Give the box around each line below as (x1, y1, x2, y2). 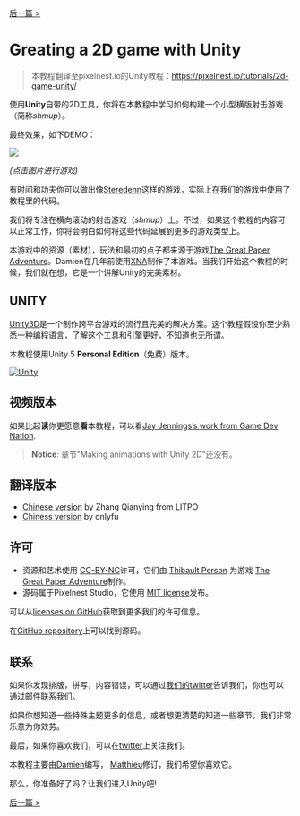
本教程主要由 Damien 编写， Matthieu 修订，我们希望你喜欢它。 (9, 760, 237, 769)
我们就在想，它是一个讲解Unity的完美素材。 (24, 267, 186, 278)
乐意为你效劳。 (9, 721, 64, 732)
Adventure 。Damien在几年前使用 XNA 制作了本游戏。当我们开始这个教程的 (9, 255, 281, 266)
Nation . (9, 430, 37, 441)
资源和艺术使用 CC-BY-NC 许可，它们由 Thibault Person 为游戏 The (21, 565, 270, 576)
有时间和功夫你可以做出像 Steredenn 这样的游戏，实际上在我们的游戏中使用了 (9, 184, 291, 194)
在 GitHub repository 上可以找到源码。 (9, 625, 146, 636)
